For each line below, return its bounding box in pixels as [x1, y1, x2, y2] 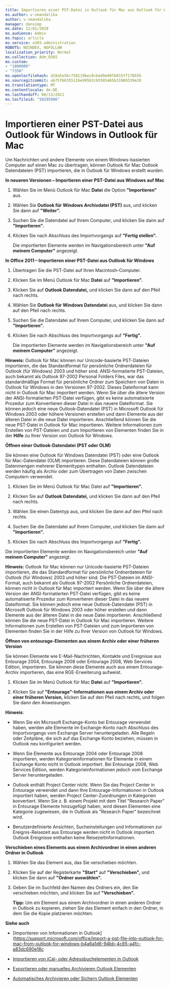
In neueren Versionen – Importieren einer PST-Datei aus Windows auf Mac [5, 177, 164, 184]
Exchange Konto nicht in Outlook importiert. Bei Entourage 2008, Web [12, 761, 158, 768]
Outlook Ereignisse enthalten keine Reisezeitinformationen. [12, 835, 136, 841]
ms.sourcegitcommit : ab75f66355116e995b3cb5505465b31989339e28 [5, 78, 142, 83]
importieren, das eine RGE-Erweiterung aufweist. [20, 669, 122, 676]
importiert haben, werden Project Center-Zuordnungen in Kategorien [12, 792, 156, 799]
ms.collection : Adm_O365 [5, 54, 58, 60]
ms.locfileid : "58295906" [5, 97, 60, 102]
